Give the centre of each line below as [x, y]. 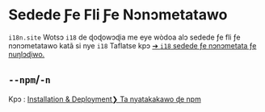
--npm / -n [29, 79]
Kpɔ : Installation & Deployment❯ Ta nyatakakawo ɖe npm [105, 99]
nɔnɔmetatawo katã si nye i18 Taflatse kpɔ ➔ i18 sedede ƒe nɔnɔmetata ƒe [132, 45]
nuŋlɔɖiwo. [27, 54]
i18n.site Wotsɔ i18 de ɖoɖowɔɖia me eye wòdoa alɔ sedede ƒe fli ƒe [124, 37]
